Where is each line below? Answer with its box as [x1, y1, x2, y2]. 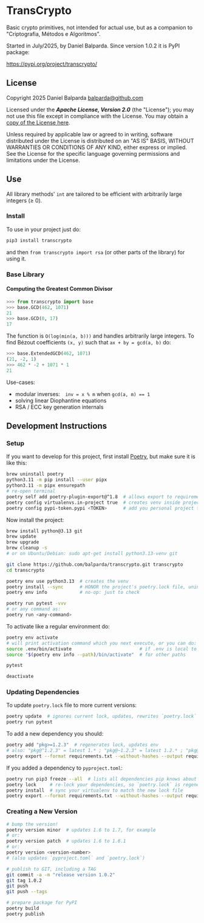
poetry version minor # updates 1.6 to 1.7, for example [6, 827, 156, 833]
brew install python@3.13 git [6, 528, 83, 534]
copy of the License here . [6, 119, 70, 126]
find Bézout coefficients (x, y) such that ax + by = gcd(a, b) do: [6, 339, 171, 346]
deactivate [6, 674, 34, 680]
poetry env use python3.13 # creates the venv [6, 578, 129, 584]
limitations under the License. [6, 156, 80, 164]
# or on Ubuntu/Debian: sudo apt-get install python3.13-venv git [6, 551, 178, 557]
